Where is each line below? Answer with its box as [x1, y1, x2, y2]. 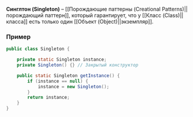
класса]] [6, 18, 28, 25]
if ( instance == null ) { [27, 78, 89, 84]
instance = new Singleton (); [37, 83, 110, 89]
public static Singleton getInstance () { [17, 72, 120, 79]
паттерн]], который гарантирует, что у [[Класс [45, 12, 162, 19]
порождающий [6, 12, 44, 19]
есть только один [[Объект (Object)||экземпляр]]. [28, 18, 154, 25]
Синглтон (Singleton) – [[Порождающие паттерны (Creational [6, 6, 161, 12]
